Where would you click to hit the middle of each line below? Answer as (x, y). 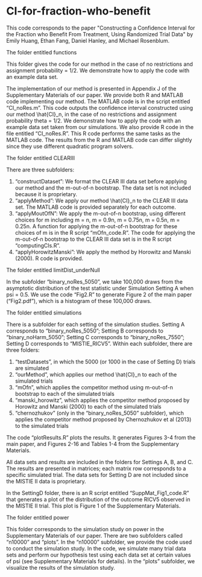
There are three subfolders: (40, 170)
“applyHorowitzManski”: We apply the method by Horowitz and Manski (103, 252)
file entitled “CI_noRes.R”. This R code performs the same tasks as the (93, 133)
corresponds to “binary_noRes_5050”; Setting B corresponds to (85, 331)
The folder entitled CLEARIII (41, 158)
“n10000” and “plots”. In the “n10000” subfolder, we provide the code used (99, 542)
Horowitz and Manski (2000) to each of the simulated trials (88, 406)
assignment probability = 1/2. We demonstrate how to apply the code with (98, 70)
